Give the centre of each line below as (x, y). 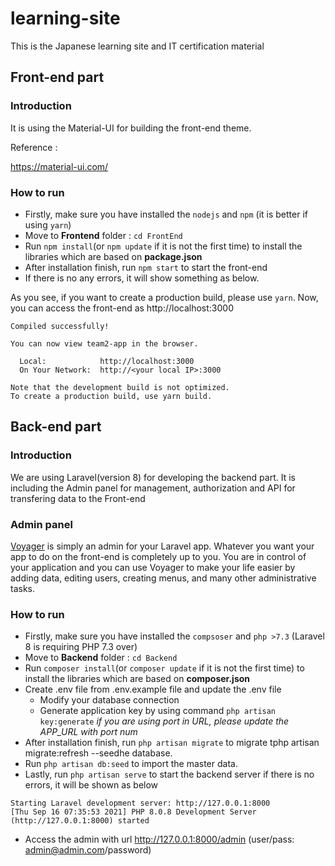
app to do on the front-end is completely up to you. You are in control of (158, 556)
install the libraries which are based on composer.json (137, 679)
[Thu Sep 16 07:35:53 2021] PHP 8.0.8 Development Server (133, 812)
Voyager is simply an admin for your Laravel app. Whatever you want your (162, 546)
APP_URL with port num (88, 732)
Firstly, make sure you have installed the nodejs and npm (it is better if (166, 214)
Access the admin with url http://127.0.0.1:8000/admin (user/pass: (159, 839)
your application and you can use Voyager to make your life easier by (153, 567)
